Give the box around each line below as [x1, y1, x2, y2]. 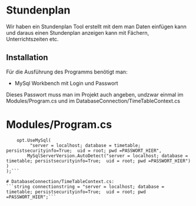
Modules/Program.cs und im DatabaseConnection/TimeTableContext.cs [6, 97, 181, 104]
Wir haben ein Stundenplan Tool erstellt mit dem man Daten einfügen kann [6, 23, 187, 30]
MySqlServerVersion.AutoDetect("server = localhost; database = [27, 152, 188, 159]
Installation [6, 52, 48, 62]
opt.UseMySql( [16, 137, 51, 143]
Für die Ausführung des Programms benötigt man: [6, 68, 128, 75]
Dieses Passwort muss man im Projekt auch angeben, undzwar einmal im [6, 91, 184, 98]
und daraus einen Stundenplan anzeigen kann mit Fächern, [6, 29, 149, 36]
